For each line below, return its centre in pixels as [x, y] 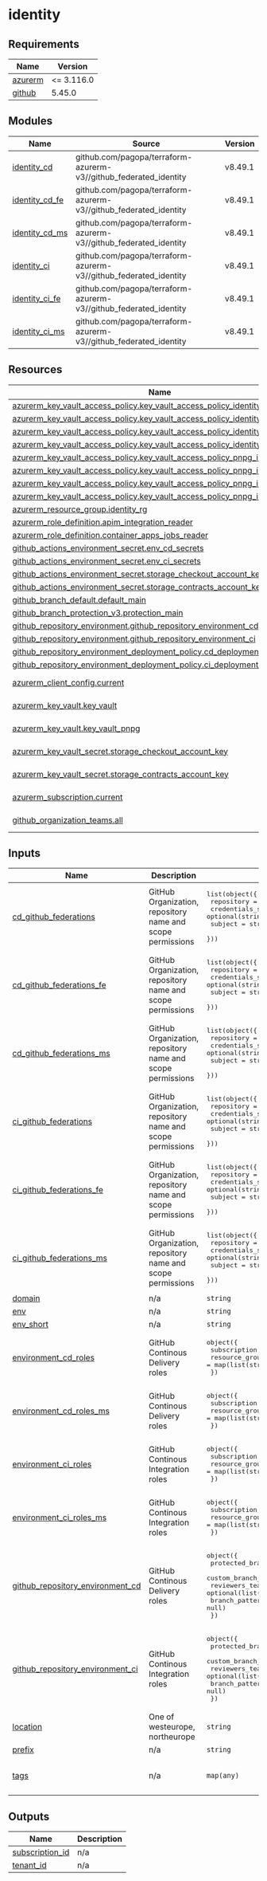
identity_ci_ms [39, 331]
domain [26, 1298]
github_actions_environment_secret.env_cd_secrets [108, 548]
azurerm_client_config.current [68, 682]
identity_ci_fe [37, 298]
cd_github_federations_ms [61, 1053]
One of [161, 1717]
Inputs [25, 853]
